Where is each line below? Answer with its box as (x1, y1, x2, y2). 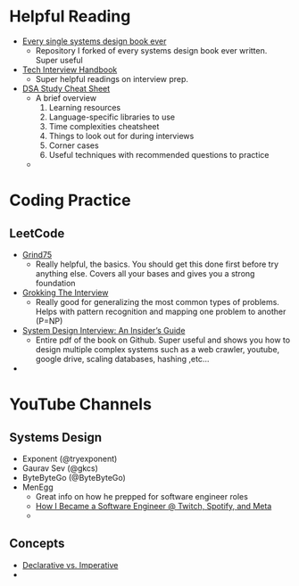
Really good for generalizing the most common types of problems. (35, 296, 279, 307)
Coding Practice (9, 190, 131, 210)
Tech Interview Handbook (21, 64, 118, 75)
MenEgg (21, 482, 54, 492)
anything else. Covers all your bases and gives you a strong (35, 268, 255, 278)
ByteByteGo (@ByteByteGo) (21, 472, 127, 483)
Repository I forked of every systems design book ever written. (35, 45, 268, 55)
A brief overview (35, 92, 96, 103)
